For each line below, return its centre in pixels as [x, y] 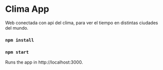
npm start [17, 52]
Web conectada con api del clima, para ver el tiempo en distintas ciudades [82, 23]
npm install [20, 40]
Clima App [27, 9]
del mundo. [17, 28]
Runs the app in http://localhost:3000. [44, 62]
